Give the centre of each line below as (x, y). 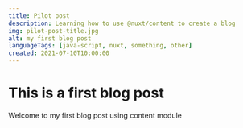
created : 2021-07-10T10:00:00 (59, 53)
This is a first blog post (86, 93)
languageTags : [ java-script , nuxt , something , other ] (101, 46)
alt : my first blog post (50, 38)
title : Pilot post (39, 16)
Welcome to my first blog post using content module (95, 115)
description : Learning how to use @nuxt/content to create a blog (122, 23)
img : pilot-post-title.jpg (54, 31)
